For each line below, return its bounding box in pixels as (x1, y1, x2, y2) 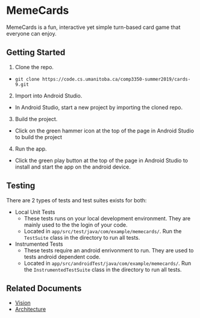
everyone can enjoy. (6, 30, 57, 37)
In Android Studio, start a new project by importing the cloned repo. (14, 104, 183, 111)
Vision (14, 299, 31, 307)
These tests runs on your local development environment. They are (23, 214, 191, 222)
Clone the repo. (14, 63, 54, 70)
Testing (6, 181, 36, 191)
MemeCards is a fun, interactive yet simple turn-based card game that (6, 23, 181, 31)
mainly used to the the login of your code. (23, 221, 128, 228)
